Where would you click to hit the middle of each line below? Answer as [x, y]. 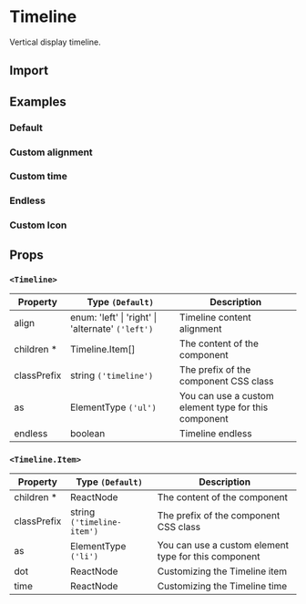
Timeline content [215, 318]
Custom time [39, 177]
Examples [38, 102]
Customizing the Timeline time [222, 587]
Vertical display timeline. [56, 42]
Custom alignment [51, 152]
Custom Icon [38, 225]
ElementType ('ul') [113, 407]
